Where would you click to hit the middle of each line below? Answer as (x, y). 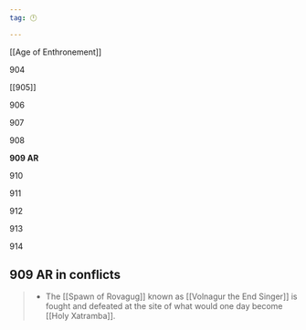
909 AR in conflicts (65, 275)
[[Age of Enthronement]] (56, 52)
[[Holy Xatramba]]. (80, 316)
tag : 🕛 (23, 18)
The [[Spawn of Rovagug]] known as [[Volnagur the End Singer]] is (171, 296)
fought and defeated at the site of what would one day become (164, 306)
